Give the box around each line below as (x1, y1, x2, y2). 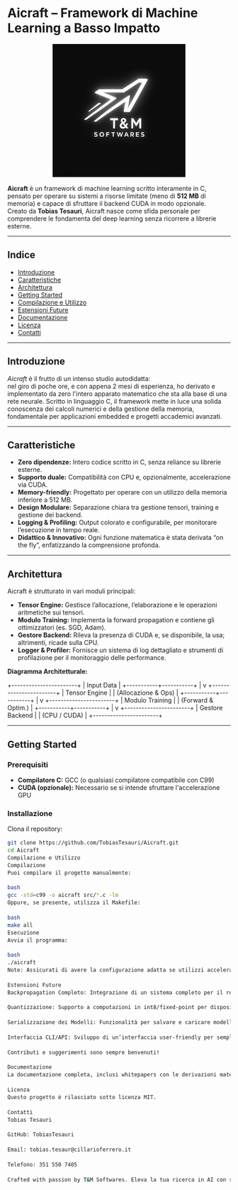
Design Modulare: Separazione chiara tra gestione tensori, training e (17, 503, 220, 512)
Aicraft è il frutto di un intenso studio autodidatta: (7, 374, 151, 382)
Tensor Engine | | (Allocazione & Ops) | (65, 688, 178, 697)
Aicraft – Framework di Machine (7, 5, 198, 21)
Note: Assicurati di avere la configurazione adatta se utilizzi (7, 966, 204, 974)
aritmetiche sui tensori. (17, 608, 85, 617)
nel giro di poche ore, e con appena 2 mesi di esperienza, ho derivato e (7, 382, 216, 390)
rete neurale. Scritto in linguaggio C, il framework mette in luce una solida (7, 397, 222, 405)
